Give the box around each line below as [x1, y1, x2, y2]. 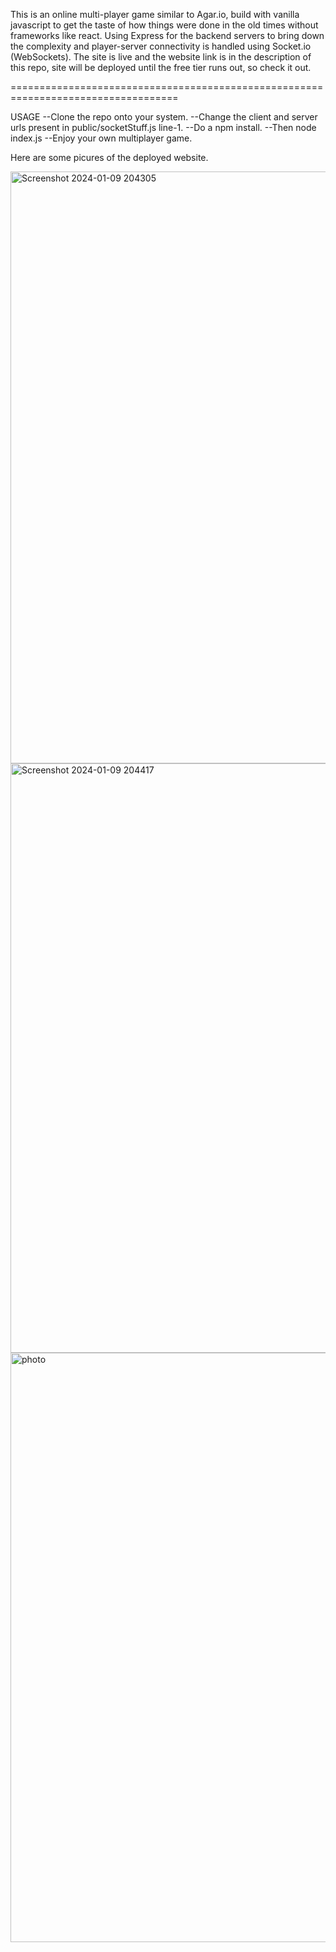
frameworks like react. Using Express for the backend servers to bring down [10, 30, 325, 41]
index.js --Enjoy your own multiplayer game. [10, 132, 193, 144]
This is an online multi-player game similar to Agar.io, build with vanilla [10, 9, 300, 20]
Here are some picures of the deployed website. [10, 152, 209, 163]
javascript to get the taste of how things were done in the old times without [10, 19, 319, 31]
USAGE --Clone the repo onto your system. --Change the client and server [10, 111, 318, 123]
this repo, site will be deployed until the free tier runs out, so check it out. [10, 62, 312, 73]
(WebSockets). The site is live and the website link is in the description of [10, 51, 312, 63]
